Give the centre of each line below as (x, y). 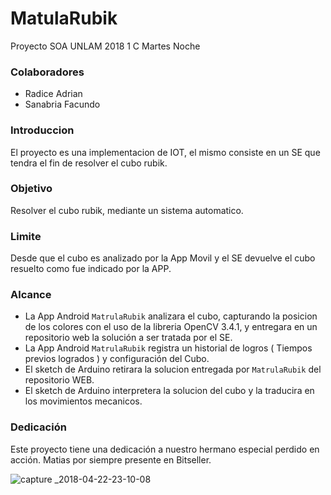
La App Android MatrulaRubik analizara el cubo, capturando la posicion (171, 316)
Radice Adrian (53, 94)
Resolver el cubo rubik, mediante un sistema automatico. (127, 210)
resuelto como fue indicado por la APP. (91, 269)
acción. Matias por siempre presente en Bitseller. (111, 459)
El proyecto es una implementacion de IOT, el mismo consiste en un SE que (165, 152)
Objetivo (31, 189)
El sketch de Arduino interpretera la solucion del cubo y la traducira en (169, 391)
